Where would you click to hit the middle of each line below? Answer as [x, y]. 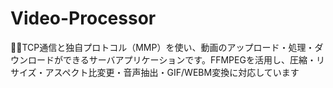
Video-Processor [83, 18]
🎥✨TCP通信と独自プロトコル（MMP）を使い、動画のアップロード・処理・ [162, 47]
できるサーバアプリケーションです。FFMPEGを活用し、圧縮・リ [193, 59]
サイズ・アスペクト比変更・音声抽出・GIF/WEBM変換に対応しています [155, 72]
